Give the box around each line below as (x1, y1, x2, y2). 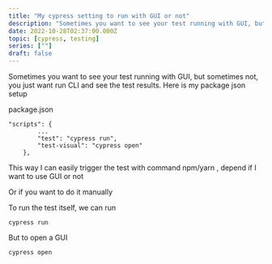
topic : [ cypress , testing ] (8, 34, 100, 43)
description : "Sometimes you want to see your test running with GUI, (8, 19, 252, 28)
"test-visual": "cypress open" (37, 142, 143, 150)
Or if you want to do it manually (8, 187, 113, 197)
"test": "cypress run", (37, 134, 117, 143)
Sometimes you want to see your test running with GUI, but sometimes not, (8, 72, 259, 81)
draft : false (8, 49, 53, 57)
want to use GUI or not (8, 172, 84, 181)
